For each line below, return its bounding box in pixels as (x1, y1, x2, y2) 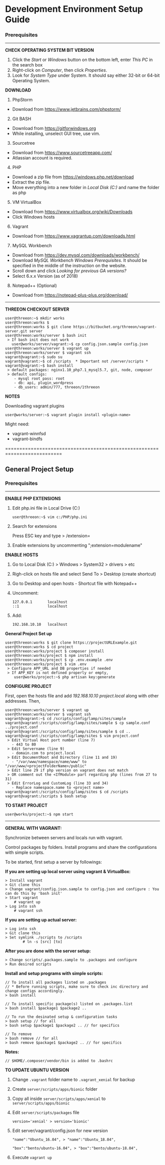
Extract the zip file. (12, 179, 51, 185)
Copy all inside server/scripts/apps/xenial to (12, 1096, 106, 1101)
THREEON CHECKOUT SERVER (5, 306, 70, 312)
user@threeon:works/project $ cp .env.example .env (5, 657, 113, 663)
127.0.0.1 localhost (12, 600, 68, 605)
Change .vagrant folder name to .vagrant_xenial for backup (12, 1077, 135, 1083)
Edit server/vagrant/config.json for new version (12, 1128, 108, 1133)
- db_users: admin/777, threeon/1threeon (14, 385, 100, 390)
